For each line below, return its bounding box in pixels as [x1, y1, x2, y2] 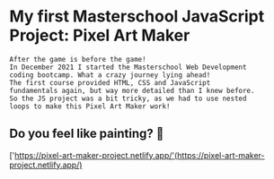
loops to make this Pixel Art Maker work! [9, 101, 171, 111]
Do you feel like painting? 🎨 [9, 126, 164, 141]
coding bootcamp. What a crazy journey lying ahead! [9, 70, 211, 80]
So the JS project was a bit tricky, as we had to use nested [9, 94, 247, 103]
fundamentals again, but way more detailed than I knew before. [9, 86, 255, 95]
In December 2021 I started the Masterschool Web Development [9, 63, 247, 72]
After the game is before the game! [9, 55, 146, 64]
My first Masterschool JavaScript [9, 6, 265, 27]
